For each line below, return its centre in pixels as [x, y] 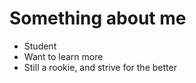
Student [40, 46]
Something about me [98, 18]
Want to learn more [63, 56]
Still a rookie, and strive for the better [100, 67]
